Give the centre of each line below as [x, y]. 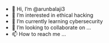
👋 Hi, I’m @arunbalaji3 [38, 9]
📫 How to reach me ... [39, 34]
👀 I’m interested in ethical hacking [52, 15]
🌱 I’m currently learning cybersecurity [57, 21]
